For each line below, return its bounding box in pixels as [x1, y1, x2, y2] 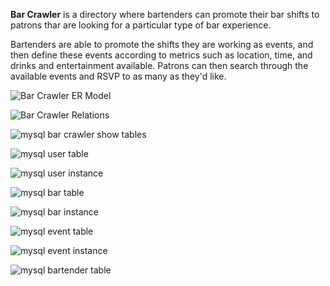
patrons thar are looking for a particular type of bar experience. [10, 19, 272, 31]
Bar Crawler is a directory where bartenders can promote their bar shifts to [10, 9, 320, 20]
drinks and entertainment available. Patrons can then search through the [10, 60, 309, 71]
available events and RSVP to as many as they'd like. [10, 70, 227, 82]
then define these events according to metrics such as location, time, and [10, 49, 313, 61]
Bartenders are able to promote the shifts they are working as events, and [10, 39, 314, 50]
